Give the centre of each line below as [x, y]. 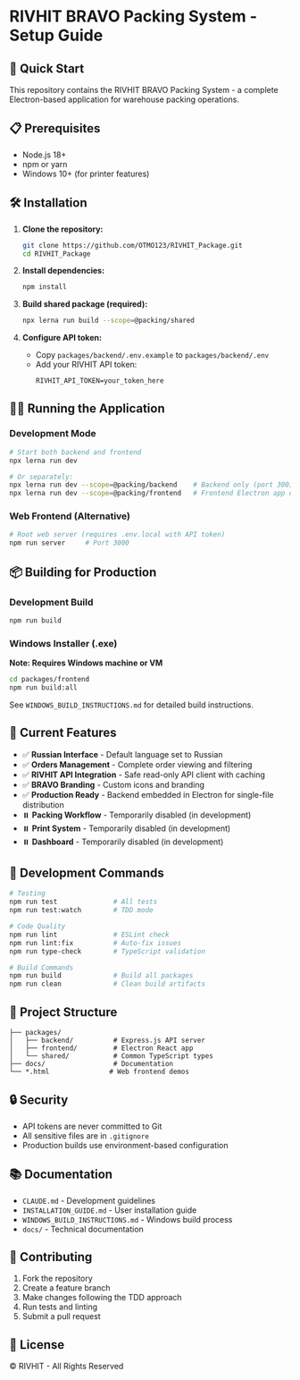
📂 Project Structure [63, 1012]
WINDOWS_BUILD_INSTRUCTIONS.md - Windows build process [127, 1219]
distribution [43, 804]
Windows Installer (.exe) [63, 643]
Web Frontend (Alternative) [70, 516]
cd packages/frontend [50, 680]
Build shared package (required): [85, 304]
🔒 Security [39, 1101]
